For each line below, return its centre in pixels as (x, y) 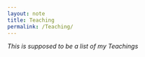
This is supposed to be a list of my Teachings (73, 47)
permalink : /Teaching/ (40, 26)
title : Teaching (31, 20)
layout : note (26, 14)
